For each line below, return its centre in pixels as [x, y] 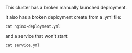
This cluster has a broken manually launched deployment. [66, 7]
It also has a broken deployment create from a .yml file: [63, 17]
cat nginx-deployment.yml [33, 26]
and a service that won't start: [37, 36]
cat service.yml [23, 45]
